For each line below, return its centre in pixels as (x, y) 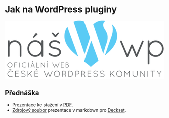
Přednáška (22, 93)
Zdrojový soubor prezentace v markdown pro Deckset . (69, 110)
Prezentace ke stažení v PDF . (43, 105)
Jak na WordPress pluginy (61, 9)
